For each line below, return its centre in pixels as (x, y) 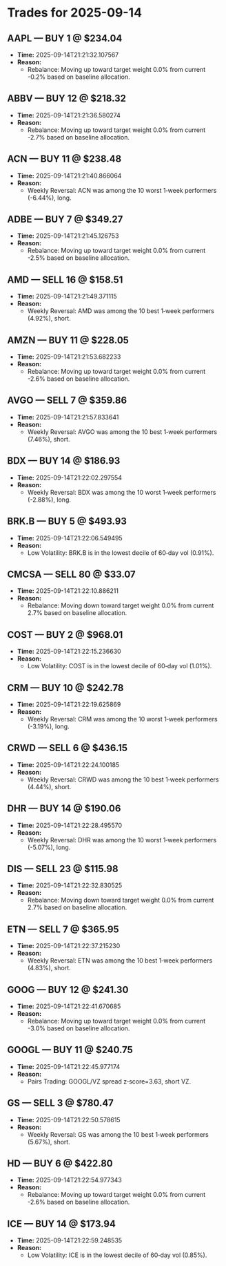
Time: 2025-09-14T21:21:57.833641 (68, 417)
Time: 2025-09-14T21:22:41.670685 (69, 1006)
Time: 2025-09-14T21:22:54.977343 (69, 1180)
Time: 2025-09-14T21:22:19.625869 (69, 704)
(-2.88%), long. (49, 500)
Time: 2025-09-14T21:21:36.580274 (69, 115)
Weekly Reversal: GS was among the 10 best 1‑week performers (118, 1134)
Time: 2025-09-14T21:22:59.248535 (70, 1240)
